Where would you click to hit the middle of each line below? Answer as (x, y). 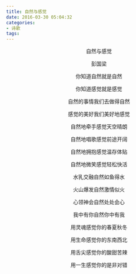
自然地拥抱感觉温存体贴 (99, 152)
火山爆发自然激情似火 (99, 189)
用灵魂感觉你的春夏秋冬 (99, 227)
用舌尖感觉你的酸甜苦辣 (99, 253)
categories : (21, 22)
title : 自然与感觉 (26, 12)
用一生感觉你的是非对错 (99, 265)
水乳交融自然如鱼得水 (99, 177)
